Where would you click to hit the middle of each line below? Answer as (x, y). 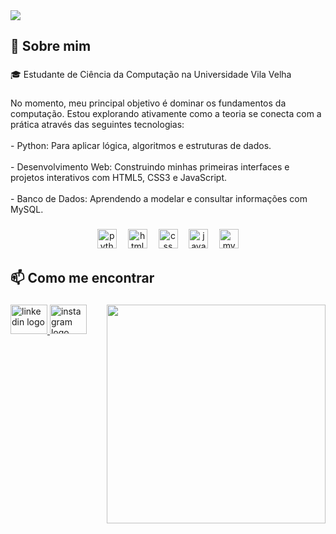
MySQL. (27, 210)
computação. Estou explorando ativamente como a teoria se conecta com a (166, 114)
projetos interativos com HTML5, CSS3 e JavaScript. (119, 178)
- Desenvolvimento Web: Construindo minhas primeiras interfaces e (150, 167)
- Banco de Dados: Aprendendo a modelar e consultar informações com (159, 199)
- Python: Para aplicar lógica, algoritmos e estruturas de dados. (141, 146)
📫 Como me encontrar (82, 277)
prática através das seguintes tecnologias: (97, 125)
